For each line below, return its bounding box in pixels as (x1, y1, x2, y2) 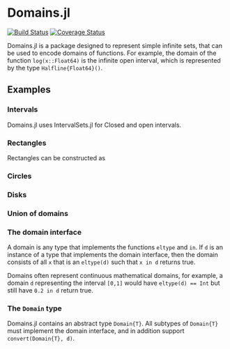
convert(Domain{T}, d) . (7, 334, 75, 343)
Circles (7, 171, 32, 180)
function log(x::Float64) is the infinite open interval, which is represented (7, 56, 221, 64)
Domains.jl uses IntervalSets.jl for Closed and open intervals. (7, 121, 182, 129)
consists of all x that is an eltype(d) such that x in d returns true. (7, 258, 196, 266)
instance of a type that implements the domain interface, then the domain (7, 250, 218, 258)
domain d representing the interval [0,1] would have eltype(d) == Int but (7, 279, 221, 287)
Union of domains (7, 208, 68, 218)
